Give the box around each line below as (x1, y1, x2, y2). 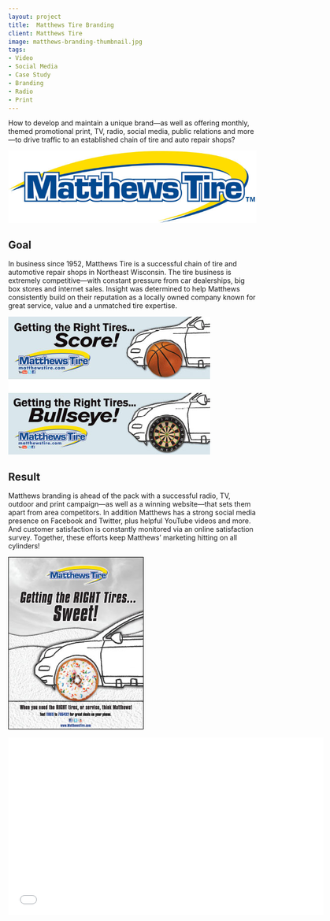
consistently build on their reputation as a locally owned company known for (8, 292, 256, 303)
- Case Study (8, 71, 51, 79)
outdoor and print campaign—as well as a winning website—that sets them (8, 499, 251, 509)
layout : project (8, 13, 61, 20)
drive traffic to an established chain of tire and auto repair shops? (23, 135, 235, 145)
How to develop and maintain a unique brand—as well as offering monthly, (8, 118, 250, 128)
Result (8, 470, 41, 484)
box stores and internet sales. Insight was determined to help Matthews (8, 284, 240, 294)
